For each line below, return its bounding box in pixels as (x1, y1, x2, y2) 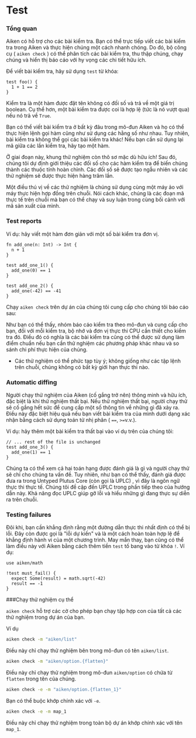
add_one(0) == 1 (11, 268, 51, 273)
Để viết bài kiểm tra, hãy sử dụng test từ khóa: (6, 68, 119, 75)
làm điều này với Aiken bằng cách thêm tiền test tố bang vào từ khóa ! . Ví (6, 543, 185, 550)
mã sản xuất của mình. (6, 202, 61, 209)
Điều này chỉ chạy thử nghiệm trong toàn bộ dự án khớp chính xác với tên (6, 719, 183, 726)
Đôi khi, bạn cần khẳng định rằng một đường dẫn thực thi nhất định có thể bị (6, 524, 190, 531)
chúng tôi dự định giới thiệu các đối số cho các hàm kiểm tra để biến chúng (6, 160, 188, 167)
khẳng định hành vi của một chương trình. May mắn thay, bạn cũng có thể (6, 536, 184, 543)
